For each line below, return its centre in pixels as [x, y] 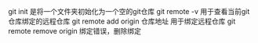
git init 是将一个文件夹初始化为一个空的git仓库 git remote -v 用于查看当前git [129, 11]
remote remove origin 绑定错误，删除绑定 [75, 31]
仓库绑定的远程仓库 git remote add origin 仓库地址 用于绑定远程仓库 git [122, 21]
